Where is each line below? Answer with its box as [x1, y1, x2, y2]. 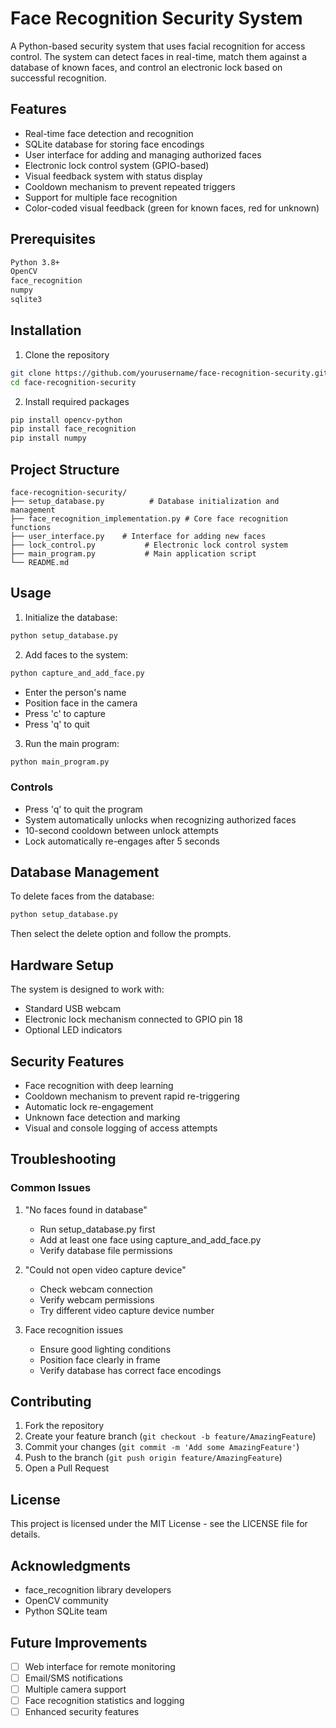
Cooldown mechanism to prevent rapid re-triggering [24, 1090, 240, 1102]
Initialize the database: [24, 611, 118, 623]
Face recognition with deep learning [24, 1079, 174, 1091]
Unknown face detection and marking [24, 1111, 181, 1123]
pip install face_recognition [10, 424, 137, 434]
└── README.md [10, 557, 70, 567]
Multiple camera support [24, 1683, 127, 1696]
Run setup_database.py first [39, 1223, 156, 1235]
